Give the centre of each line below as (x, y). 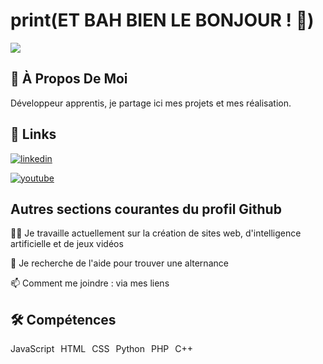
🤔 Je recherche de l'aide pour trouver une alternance (119, 263)
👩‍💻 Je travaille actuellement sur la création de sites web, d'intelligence (156, 233)
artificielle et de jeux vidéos (67, 244)
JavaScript (32, 349)
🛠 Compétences (63, 319)
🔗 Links (33, 134)
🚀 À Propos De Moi (69, 79)
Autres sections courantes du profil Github (146, 209)
